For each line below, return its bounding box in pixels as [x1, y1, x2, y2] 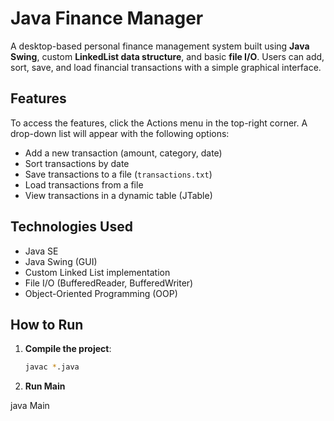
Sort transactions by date [24, 157, 130, 169]
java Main [10, 400, 50, 412]
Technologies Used [10, 218, 133, 236]
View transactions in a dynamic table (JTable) [24, 189, 213, 201]
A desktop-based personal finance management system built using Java [10, 40, 310, 52]
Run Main [24, 380, 66, 392]
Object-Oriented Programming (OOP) [24, 287, 178, 299]
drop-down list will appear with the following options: [10, 127, 230, 139]
